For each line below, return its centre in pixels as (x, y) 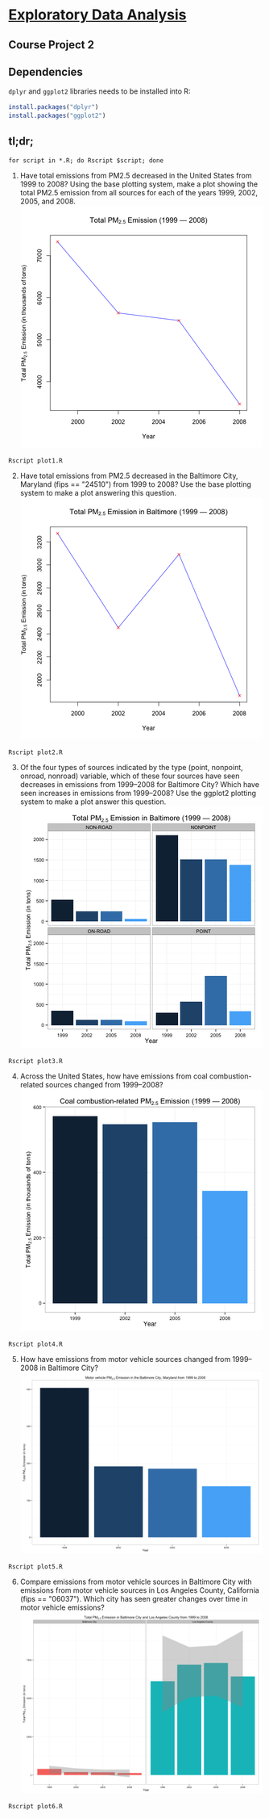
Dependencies (46, 71)
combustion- (230, 1076)
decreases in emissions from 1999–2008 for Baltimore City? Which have (140, 784)
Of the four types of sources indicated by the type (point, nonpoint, (131, 767)
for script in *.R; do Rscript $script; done (86, 160)
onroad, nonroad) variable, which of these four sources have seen (130, 776)
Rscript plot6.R (35, 1807)
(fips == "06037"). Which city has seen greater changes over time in (134, 1599)
